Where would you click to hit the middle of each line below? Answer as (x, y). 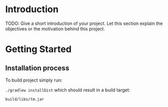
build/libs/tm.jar (25, 99)
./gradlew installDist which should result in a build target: (68, 90)
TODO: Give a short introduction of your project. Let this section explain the (84, 23)
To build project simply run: (34, 80)
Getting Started (39, 49)
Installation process (37, 68)
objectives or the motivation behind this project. (55, 28)
